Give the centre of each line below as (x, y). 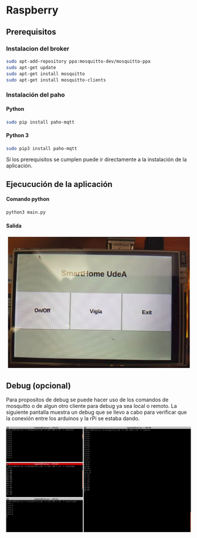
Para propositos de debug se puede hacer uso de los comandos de (87, 400)
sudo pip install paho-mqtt (40, 122)
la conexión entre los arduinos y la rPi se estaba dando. (73, 418)
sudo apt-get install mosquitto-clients (56, 80)
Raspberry (32, 10)
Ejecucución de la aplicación (59, 184)
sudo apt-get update (31, 67)
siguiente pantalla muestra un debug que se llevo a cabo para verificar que (97, 412)
